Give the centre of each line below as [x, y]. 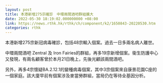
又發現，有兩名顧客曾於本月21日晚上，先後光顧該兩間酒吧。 [66, 59]
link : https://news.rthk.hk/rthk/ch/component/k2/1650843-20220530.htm [80, 23]
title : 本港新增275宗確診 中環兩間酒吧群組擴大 [49, 14]
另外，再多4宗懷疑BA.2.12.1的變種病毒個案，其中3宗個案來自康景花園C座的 [81, 70]
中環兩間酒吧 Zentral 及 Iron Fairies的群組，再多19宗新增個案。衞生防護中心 [82, 53]
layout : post [19, 10]
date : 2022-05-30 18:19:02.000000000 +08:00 [52, 19]
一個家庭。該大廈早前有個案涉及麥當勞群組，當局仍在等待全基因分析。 [77, 76]
